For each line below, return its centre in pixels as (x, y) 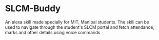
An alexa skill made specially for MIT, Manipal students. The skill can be (77, 22)
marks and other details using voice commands (53, 32)
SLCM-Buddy (33, 9)
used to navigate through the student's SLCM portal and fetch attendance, (80, 27)
